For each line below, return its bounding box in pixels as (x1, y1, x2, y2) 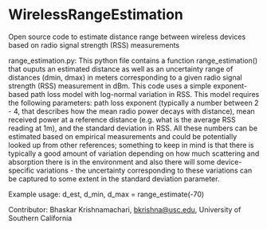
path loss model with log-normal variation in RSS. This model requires (30, 89, 260, 99)
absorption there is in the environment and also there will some (8, 157, 215, 166)
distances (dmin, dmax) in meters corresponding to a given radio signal (8, 72, 242, 82)
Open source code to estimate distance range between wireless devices (8, 32, 246, 41)
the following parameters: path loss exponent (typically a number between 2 (8, 98, 259, 107)
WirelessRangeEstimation (8, 6, 183, 24)
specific (8, 165, 35, 175)
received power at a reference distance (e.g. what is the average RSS (8, 114, 237, 124)
